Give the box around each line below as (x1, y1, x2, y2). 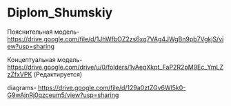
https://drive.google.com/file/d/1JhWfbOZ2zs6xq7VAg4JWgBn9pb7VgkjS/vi (7, 34, 224, 43)
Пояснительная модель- (7, 28, 80, 36)
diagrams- (7, 83, 37, 92)
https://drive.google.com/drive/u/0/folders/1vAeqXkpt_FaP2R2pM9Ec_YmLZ (7, 63, 224, 71)
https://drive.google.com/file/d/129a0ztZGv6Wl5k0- (37, 83, 186, 92)
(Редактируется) (33, 70, 83, 78)
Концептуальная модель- (7, 55, 83, 63)
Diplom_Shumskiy (7, 5, 113, 21)
